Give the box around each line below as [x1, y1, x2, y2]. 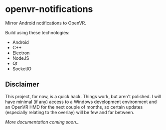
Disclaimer [5, 80, 39, 89]
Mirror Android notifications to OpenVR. [5, 20, 86, 26]
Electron [12, 50, 30, 56]
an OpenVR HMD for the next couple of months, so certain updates [5, 104, 143, 110]
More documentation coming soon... [5, 119, 80, 125]
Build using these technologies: [5, 29, 70, 35]
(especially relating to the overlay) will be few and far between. [5, 109, 135, 115]
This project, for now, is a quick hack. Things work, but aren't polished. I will [5, 93, 161, 99]
